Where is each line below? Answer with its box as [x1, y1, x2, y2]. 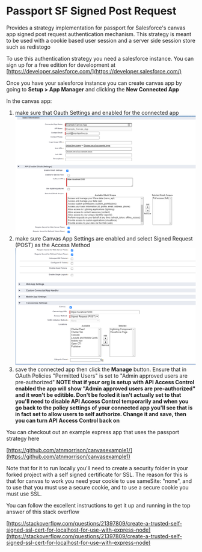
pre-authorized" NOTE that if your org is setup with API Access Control [14, 379, 195, 386]
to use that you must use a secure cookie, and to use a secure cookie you [6, 484, 189, 491]
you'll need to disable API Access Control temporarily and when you [14, 398, 189, 405]
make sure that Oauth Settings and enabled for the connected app [14, 109, 179, 116]
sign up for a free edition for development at [6, 61, 116, 69]
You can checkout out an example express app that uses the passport [6, 429, 179, 436]
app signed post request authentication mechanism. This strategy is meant [6, 30, 192, 37]
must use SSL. [6, 490, 42, 497]
